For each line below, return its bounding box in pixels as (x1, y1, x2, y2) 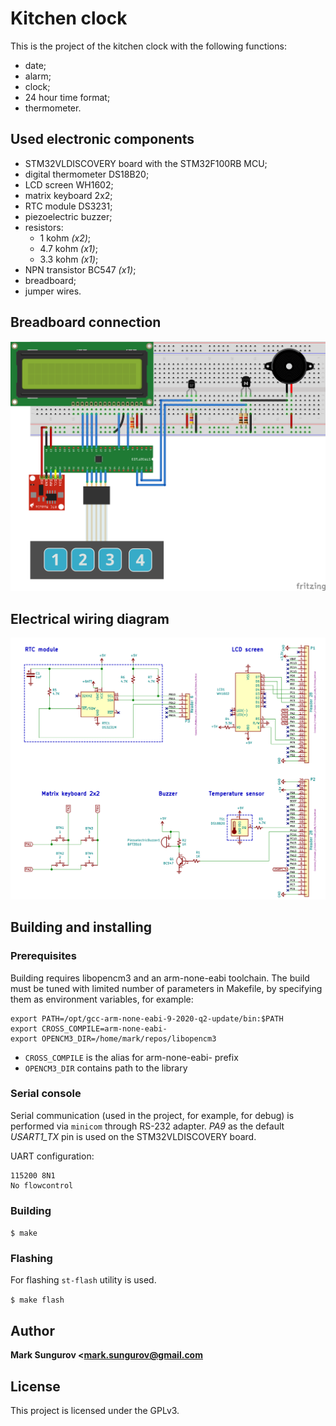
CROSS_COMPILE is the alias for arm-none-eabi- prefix (24, 1051, 239, 1063)
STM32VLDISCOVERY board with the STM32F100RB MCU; (24, 157, 268, 169)
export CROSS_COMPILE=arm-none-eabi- (10, 1023, 168, 1034)
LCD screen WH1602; (24, 178, 114, 191)
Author (10, 1322, 55, 1339)
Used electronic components (10, 131, 195, 148)
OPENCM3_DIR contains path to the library (24, 1062, 188, 1074)
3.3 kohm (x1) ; (39, 253, 99, 265)
